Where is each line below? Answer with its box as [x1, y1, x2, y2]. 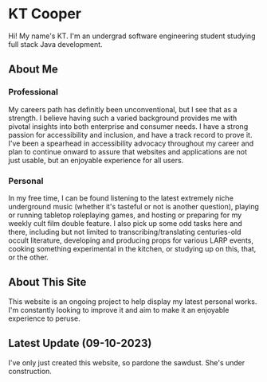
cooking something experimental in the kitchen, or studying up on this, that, [8, 244, 257, 253]
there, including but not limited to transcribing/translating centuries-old [8, 227, 241, 236]
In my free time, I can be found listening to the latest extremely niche [8, 193, 234, 203]
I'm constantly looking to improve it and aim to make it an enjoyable [8, 305, 230, 314]
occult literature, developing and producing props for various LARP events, [8, 236, 253, 245]
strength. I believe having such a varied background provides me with [8, 113, 238, 123]
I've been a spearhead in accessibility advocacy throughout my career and [8, 138, 254, 148]
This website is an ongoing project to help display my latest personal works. [8, 296, 257, 306]
